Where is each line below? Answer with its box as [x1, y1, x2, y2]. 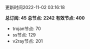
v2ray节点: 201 [12, 38, 43, 44]
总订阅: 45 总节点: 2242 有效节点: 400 [5, 15, 85, 21]
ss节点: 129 [12, 32, 36, 37]
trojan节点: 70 [12, 25, 41, 31]
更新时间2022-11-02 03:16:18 [5, 4, 65, 10]
